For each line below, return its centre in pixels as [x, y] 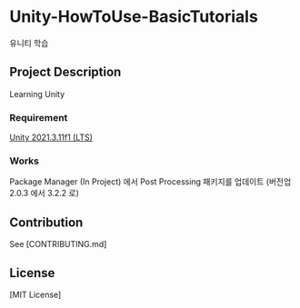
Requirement [39, 117]
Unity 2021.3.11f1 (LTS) [51, 137]
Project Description [65, 72]
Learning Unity [37, 94]
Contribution [46, 222]
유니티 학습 [29, 43]
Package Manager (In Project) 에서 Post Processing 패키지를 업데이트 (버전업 [150, 182]
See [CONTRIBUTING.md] [58, 244]
